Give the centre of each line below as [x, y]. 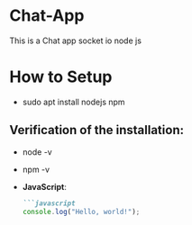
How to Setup [61, 77]
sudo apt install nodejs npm [73, 102]
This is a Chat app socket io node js [76, 40]
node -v [37, 152]
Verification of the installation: [97, 130]
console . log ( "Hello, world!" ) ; [81, 211]
